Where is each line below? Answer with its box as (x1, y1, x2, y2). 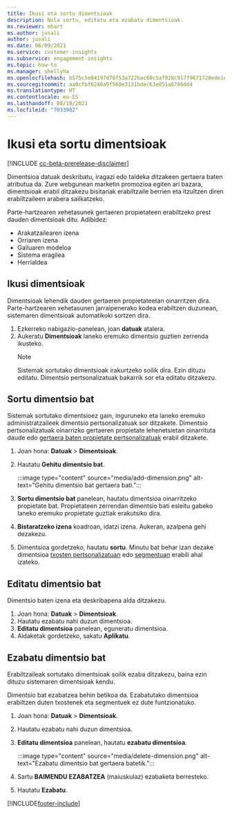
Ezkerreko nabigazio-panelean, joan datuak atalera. (17, 324, 166, 332)
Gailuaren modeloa (17, 243, 71, 252)
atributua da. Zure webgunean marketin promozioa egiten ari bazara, (7, 180, 203, 188)
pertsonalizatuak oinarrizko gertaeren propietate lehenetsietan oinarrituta (7, 426, 216, 435)
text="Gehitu (17, 481, 54, 489)
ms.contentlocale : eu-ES (7, 94, 79, 101)
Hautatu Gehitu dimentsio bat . (17, 460, 105, 468)
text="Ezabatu (17, 759, 59, 767)
